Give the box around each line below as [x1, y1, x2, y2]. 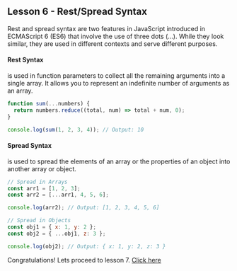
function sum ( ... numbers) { [7, 100, 91, 108]
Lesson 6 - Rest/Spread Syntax [7, 6, 147, 18]
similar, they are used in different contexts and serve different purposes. [7, 39, 218, 48]
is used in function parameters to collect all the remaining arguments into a [7, 71, 226, 80]
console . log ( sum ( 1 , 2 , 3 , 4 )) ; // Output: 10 [7, 126, 144, 133]
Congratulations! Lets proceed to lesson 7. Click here [7, 255, 161, 264]
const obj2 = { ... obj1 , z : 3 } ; [7, 230, 106, 237]
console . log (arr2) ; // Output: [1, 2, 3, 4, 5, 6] [7, 204, 160, 212]
